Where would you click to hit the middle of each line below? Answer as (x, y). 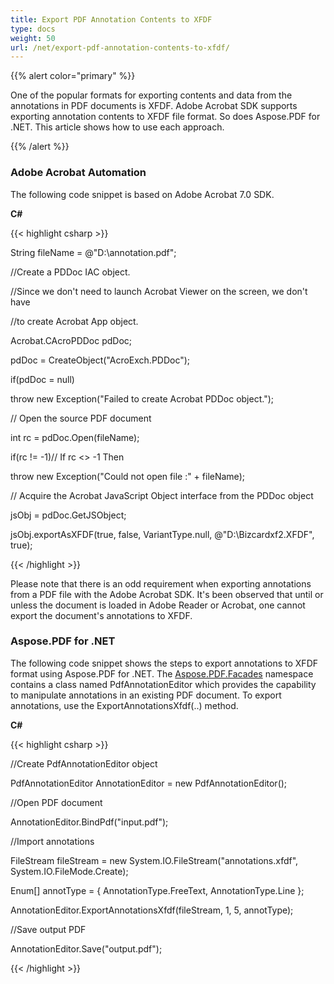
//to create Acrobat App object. (74, 321)
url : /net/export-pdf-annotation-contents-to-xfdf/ (120, 47)
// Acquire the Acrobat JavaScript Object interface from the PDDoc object (162, 495)
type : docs (33, 29)
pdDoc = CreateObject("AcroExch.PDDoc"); (100, 360)
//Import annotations (52, 841)
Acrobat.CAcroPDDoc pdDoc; (71, 340)
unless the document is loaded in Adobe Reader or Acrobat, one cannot (158, 605)
